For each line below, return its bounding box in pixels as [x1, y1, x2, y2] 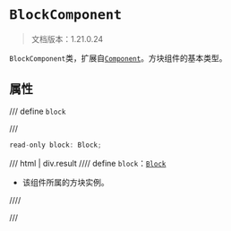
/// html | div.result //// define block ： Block [9, 158, 167, 168]
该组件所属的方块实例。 [21, 176, 109, 187]
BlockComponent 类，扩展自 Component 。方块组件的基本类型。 [9, 52, 227, 64]
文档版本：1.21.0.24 [30, 33, 104, 44]
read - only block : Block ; [9, 141, 102, 150]
